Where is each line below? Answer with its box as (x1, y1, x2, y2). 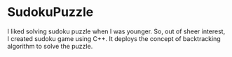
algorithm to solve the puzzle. (7, 42, 93, 50)
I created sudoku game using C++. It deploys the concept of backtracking (7, 34, 221, 42)
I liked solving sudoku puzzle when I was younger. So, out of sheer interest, (7, 27, 226, 35)
